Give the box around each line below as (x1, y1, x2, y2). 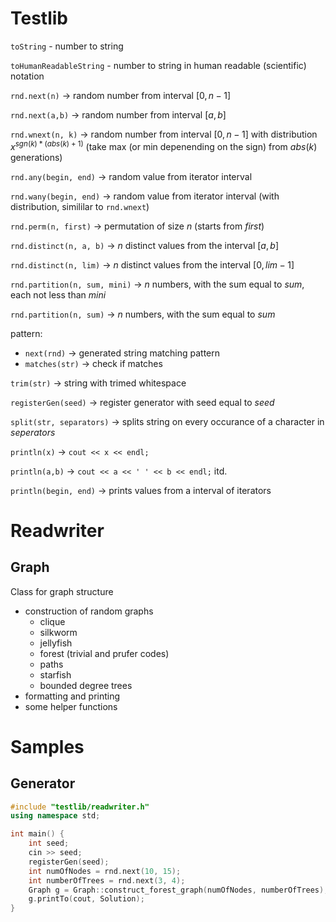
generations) (10, 151, 63, 163)
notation (10, 70, 45, 82)
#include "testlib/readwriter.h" (10, 802, 150, 812)
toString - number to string (10, 40, 124, 52)
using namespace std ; (10, 811, 101, 821)
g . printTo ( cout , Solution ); (28, 894, 145, 904)
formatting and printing (24, 690, 121, 702)
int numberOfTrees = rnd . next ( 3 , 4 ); (28, 875, 186, 886)
